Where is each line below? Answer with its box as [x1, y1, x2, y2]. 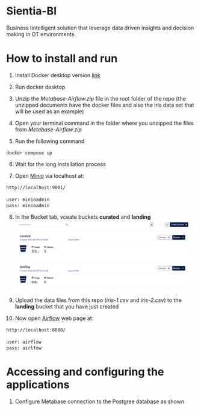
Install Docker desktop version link [14, 71, 100, 79]
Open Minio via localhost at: [14, 172, 84, 179]
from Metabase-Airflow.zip [14, 125, 82, 133]
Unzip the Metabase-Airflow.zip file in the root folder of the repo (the [14, 95, 187, 102]
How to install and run [6, 52, 118, 66]
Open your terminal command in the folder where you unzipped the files [14, 119, 194, 127]
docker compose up [6, 149, 52, 156]
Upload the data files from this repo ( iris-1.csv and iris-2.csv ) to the [14, 296, 182, 304]
